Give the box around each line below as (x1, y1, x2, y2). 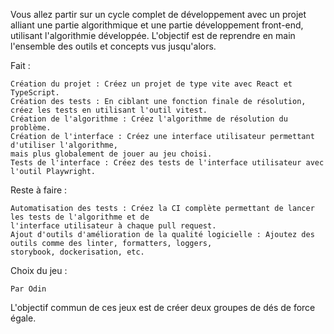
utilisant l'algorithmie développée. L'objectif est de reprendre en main (10, 30, 296, 41)
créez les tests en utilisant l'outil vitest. (10, 105, 208, 115)
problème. (10, 123, 52, 133)
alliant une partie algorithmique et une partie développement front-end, (10, 19, 304, 31)
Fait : (10, 60, 31, 71)
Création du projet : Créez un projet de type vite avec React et (10, 79, 293, 89)
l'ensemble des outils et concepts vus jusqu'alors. (10, 40, 217, 52)
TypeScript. (10, 88, 60, 98)
